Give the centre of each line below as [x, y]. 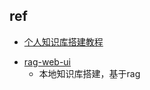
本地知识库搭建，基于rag [89, 73]
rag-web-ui [47, 61]
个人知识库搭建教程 [63, 41]
